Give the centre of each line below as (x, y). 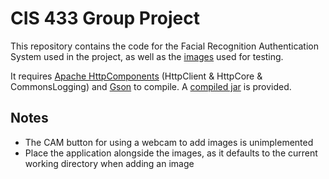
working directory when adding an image (109, 163)
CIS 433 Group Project (105, 18)
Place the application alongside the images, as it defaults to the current (171, 153)
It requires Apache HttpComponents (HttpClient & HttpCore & (136, 76)
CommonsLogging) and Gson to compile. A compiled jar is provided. (151, 86)
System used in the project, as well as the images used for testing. (147, 56)
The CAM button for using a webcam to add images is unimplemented (169, 142)
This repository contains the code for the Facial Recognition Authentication (165, 46)
